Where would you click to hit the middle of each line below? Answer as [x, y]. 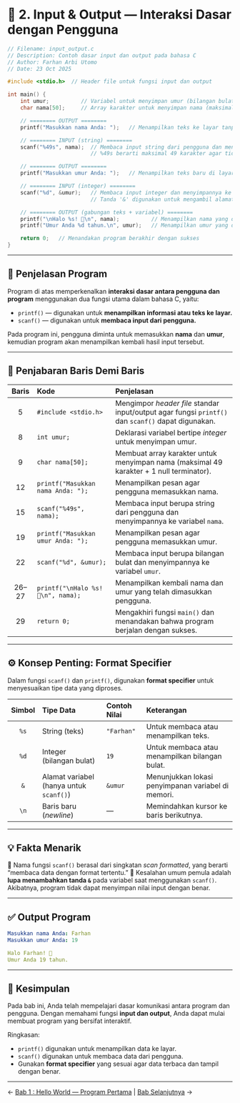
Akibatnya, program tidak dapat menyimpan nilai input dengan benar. [109, 888]
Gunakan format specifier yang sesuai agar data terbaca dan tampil [118, 1064]
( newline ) [58, 815]
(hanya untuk [64, 786]
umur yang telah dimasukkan [164, 591]
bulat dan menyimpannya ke [162, 562]
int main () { [27, 95]
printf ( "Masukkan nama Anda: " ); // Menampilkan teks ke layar [120, 127]
